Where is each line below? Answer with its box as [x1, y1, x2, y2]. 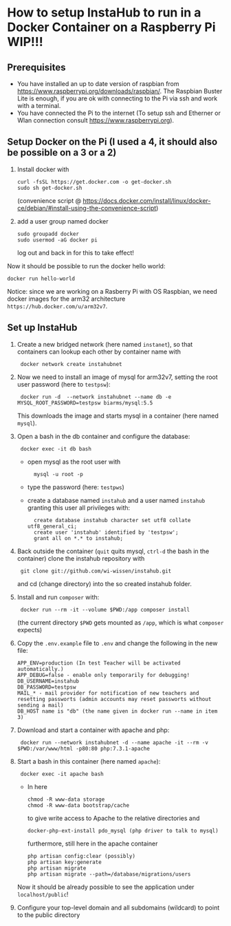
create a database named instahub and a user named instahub [27, 496, 206, 504]
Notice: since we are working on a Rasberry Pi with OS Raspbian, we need [7, 287, 218, 295]
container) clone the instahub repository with [16, 554, 145, 562]
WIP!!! [7, 34, 43, 50]
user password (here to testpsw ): [16, 380, 111, 388]
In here [27, 782, 48, 790]
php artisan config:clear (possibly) [27, 852, 136, 859]
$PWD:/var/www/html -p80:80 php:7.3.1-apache [16, 745, 150, 752]
